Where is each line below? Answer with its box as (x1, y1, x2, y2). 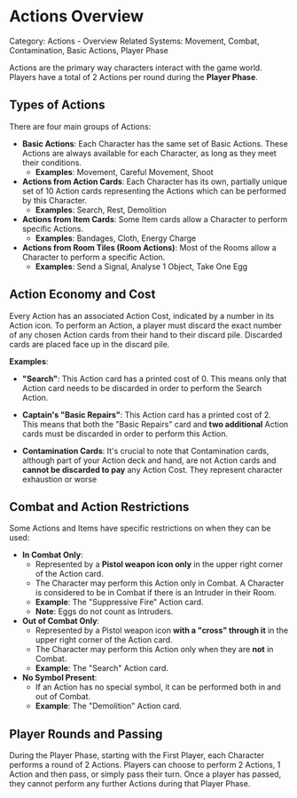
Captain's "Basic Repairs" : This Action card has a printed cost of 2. (21, 409, 272, 419)
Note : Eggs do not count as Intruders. (35, 606, 174, 617)
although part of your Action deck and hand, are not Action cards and (21, 455, 277, 466)
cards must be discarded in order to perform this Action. (21, 428, 229, 439)
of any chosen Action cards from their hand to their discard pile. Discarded (9, 329, 283, 339)
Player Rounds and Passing (9, 726, 163, 741)
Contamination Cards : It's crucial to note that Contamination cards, (21, 445, 270, 456)
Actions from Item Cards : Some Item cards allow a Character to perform (21, 213, 288, 224)
